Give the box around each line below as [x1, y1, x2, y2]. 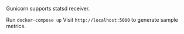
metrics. [6, 23, 26, 29]
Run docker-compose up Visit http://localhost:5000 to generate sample [6, 16, 179, 23]
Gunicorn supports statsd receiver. [6, 5, 90, 12]
